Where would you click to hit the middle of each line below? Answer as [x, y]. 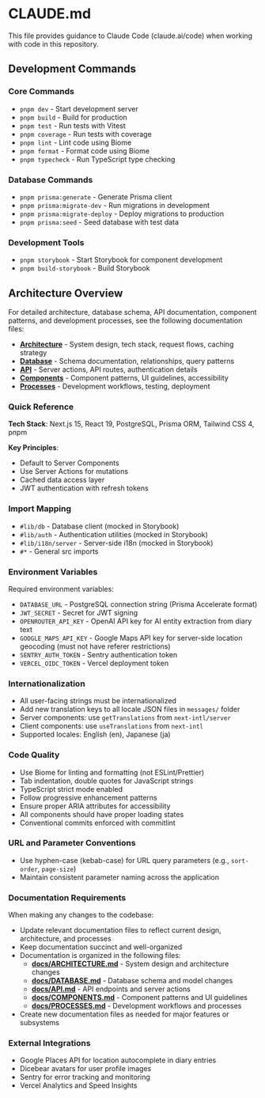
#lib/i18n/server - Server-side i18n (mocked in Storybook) [116, 543]
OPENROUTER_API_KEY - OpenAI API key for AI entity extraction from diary [136, 621]
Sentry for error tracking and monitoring [85, 1077]
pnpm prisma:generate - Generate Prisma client [96, 197]
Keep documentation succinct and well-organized [101, 947]
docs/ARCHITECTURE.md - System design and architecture [130, 964]
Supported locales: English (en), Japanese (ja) [95, 735]
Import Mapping [40, 509]
